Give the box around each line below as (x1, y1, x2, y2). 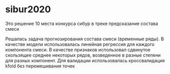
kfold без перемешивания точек (5, 63, 75, 69)
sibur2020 (5, 4, 51, 15)
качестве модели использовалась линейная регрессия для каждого (5, 41, 155, 47)
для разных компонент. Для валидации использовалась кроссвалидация (5, 57, 165, 63)
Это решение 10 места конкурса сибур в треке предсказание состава (5, 20, 158, 27)
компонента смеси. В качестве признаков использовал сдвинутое (5, 46, 151, 53)
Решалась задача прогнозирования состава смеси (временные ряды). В (5, 36, 164, 42)
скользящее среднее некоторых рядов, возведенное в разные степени (5, 52, 161, 58)
